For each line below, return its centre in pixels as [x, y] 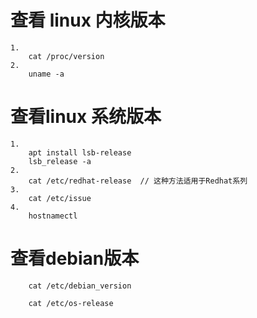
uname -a [46, 74]
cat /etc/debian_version [80, 286]
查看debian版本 [75, 258]
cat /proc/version [66, 56]
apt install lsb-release [80, 152]
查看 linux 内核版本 [88, 20]
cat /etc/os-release [71, 303]
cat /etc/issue [60, 198]
